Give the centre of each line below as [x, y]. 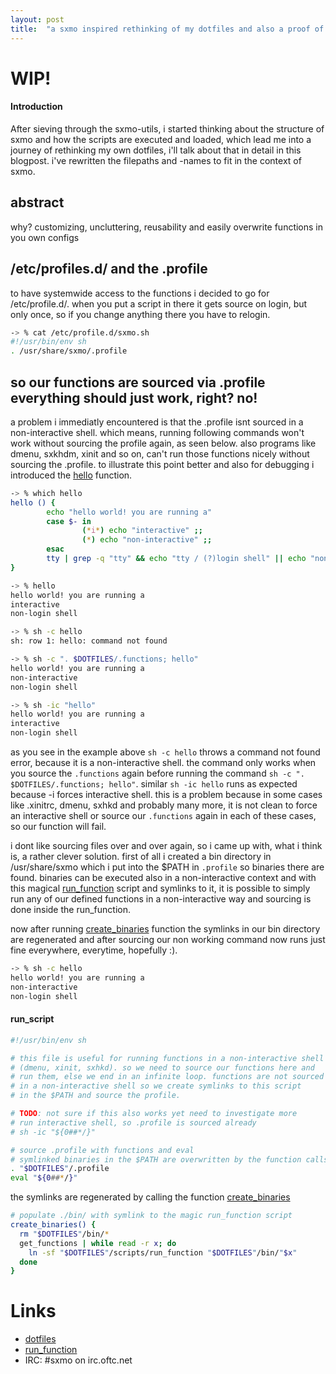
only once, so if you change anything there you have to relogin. [140, 314]
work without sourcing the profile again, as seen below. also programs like [163, 443]
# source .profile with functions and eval [102, 1150]
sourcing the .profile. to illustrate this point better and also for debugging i [162, 464]
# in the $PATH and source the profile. [96, 1096]
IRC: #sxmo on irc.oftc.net [78, 1360]
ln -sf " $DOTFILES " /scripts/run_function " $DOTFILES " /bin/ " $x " [163, 1252]
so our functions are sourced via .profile [138, 382]
